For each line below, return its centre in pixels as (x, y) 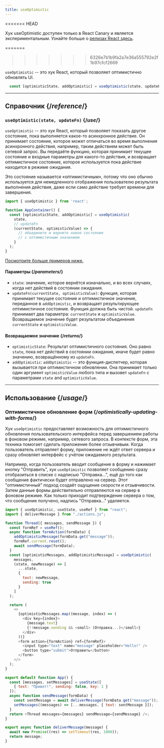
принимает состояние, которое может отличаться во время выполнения (81, 141)
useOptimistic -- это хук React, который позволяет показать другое (76, 131)
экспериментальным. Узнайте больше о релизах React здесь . (70, 38)
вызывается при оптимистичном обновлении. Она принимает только (84, 367)
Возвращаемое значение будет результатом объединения (73, 319)
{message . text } (42, 623)
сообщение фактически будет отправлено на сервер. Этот (66, 480)
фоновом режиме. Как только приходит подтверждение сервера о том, (80, 495)
